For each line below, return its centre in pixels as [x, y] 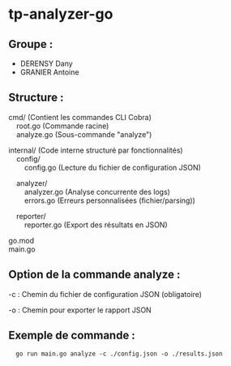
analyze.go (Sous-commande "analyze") [84, 134]
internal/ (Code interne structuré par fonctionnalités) [96, 150]
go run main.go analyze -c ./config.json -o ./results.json [119, 354]
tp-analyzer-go [61, 14]
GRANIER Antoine [49, 72]
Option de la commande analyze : [94, 275]
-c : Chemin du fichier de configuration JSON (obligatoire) [105, 294]
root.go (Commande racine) [62, 126]
